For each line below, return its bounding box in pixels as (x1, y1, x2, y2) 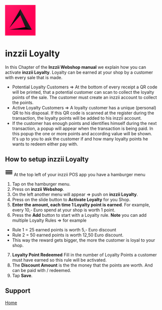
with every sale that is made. (5, 74, 63, 80)
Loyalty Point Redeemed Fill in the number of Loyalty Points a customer (12, 251, 157, 258)
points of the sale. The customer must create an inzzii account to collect (12, 94, 157, 100)
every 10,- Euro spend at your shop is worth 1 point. (12, 207, 116, 213)
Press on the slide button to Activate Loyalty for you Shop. (12, 196, 130, 202)
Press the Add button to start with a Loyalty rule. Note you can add (12, 212, 147, 218)
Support (5, 287, 31, 295)
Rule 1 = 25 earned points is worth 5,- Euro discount (12, 227, 117, 232)
